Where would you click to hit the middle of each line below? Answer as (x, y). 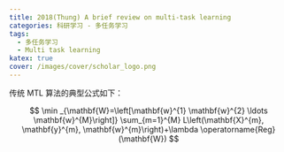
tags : (19, 34)
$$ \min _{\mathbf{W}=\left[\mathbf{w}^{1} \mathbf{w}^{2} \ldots (149, 110)
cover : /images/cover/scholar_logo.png (83, 67)
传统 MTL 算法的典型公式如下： (66, 93)
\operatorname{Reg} (238, 129)
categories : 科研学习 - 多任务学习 (69, 26)
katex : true (31, 58)
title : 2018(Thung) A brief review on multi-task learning (120, 17)
